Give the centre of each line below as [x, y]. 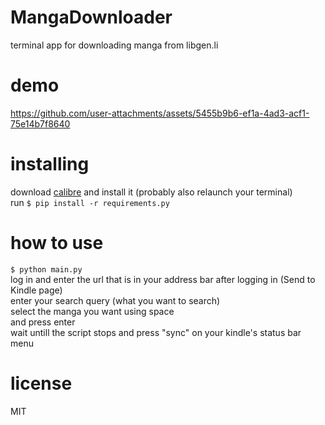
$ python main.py [46, 269]
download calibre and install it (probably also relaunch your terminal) [151, 192]
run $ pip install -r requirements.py [90, 202]
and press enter [43, 322]
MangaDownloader [91, 17]
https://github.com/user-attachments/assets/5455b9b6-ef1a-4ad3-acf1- [160, 113]
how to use [57, 243]
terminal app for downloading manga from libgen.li [114, 45]
